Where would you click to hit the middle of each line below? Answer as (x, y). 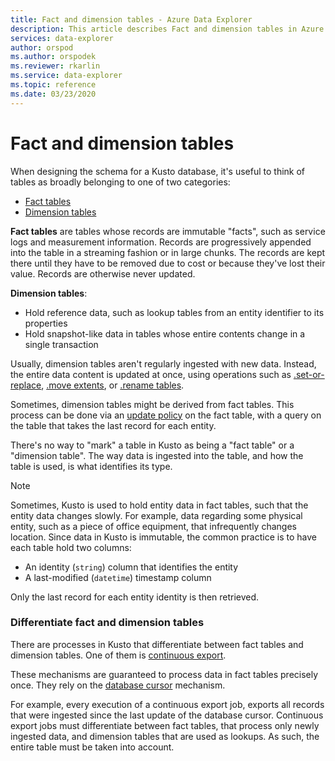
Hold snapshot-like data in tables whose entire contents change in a (165, 333)
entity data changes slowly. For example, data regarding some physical (156, 515)
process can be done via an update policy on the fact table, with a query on (166, 415)
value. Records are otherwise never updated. (103, 273)
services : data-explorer (62, 38)
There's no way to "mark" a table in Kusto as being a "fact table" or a (152, 445)
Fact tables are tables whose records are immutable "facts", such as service (168, 231)
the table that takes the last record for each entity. (113, 425)
